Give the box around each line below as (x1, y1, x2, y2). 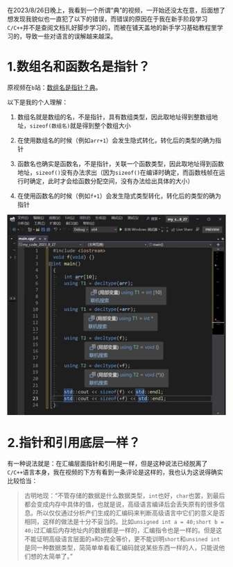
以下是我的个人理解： (7, 98, 68, 106)
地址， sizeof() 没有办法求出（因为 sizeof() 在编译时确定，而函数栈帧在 (17, 168, 220, 176)
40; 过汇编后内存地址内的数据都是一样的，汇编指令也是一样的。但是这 (24, 526, 223, 534)
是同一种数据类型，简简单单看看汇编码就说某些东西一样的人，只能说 (24, 543, 219, 552)
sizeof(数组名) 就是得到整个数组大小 (29, 121, 131, 130)
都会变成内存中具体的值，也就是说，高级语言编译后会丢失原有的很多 (24, 500, 219, 508)
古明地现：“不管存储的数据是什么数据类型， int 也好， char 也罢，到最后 (24, 491, 225, 500)
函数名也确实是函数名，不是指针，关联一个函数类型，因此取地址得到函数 (17, 159, 224, 168)
